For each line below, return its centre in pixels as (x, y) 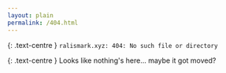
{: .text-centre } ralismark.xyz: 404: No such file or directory (113, 45)
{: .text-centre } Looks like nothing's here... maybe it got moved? (112, 60)
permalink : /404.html (43, 23)
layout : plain (31, 15)
